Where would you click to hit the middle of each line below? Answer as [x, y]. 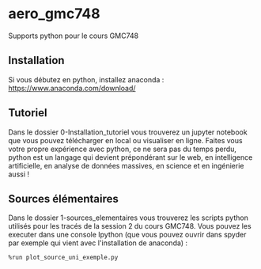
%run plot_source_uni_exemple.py [63, 258]
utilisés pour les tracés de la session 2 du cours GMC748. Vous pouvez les [130, 226]
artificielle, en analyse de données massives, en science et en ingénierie [126, 165]
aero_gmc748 [54, 14]
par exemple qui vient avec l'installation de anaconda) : [98, 243]
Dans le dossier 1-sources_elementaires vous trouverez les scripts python [129, 218]
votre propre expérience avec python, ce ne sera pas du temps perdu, [123, 149]
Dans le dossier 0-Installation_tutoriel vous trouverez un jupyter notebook [128, 132]
